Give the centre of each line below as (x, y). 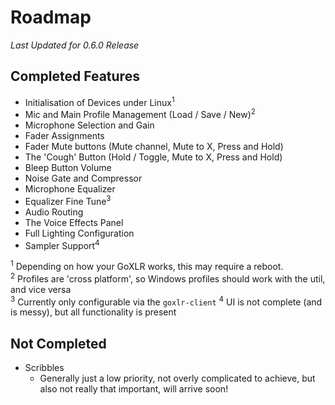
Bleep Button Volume (68, 168)
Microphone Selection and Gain (89, 125)
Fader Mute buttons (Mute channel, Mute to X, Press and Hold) (154, 147)
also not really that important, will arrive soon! (134, 389)
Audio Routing (54, 212)
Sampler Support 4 (62, 244)
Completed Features (75, 76)
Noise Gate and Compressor (83, 178)
